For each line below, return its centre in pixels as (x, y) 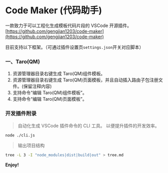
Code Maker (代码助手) (54, 10)
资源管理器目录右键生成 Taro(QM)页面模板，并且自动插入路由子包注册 (86, 80)
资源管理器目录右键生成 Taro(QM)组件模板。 (59, 74)
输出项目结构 (31, 146)
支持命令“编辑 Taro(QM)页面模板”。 (50, 99)
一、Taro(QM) (23, 62)
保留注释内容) (38, 86)
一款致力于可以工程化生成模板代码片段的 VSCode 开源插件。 (69, 25)
